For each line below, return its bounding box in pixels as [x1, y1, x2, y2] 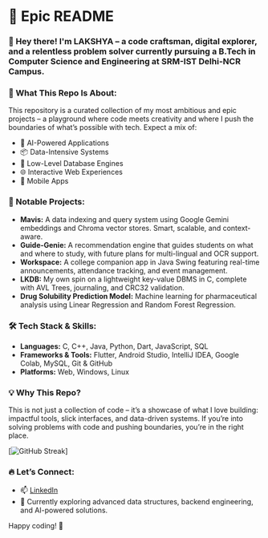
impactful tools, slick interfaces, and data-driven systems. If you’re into [8, 414, 243, 423]
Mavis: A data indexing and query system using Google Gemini [19, 214, 229, 224]
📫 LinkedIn [19, 485, 59, 495]
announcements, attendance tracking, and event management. [19, 265, 228, 275]
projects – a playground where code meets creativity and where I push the [8, 114, 254, 123]
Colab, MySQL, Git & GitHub [19, 358, 113, 368]
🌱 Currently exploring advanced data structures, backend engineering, [19, 496, 254, 506]
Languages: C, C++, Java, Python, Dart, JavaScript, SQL [19, 342, 209, 351]
